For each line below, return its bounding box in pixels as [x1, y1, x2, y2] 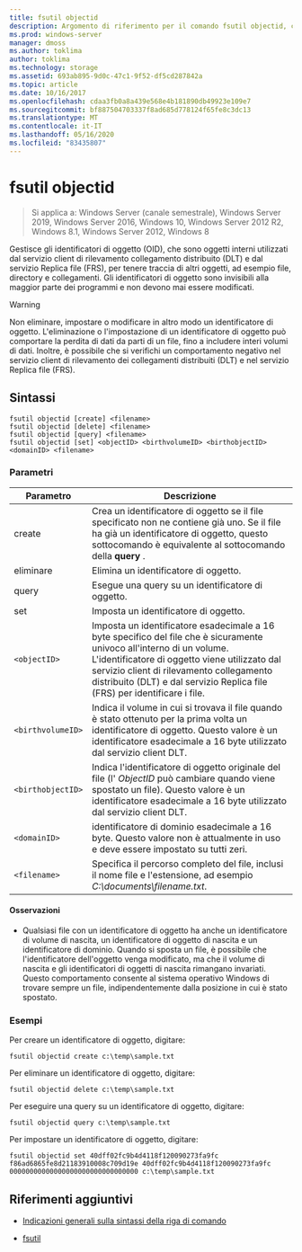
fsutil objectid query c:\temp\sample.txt [9, 1118, 171, 1128]
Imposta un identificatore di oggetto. [91, 604, 245, 617]
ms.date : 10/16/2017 [9, 88, 87, 97]
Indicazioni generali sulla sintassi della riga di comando [22, 1215, 227, 1227]
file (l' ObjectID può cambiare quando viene [91, 772, 276, 785]
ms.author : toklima [9, 47, 83, 56]
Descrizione [163, 489, 217, 502]
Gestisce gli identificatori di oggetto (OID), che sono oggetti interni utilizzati [9, 244, 289, 254]
